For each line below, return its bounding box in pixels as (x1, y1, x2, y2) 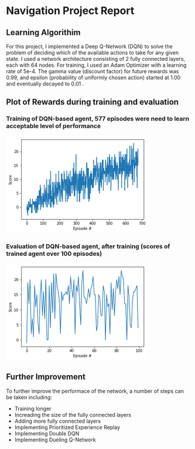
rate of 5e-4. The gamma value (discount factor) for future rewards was (6, 68, 179, 74)
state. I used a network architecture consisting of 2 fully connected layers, (6, 56, 186, 62)
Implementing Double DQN (14, 430, 80, 437)
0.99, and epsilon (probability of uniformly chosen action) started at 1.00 (6, 74, 181, 81)
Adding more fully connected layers (14, 417, 101, 424)
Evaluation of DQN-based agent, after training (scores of (6, 242, 170, 250)
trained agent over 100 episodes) (6, 249, 102, 258)
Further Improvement (6, 372, 86, 382)
